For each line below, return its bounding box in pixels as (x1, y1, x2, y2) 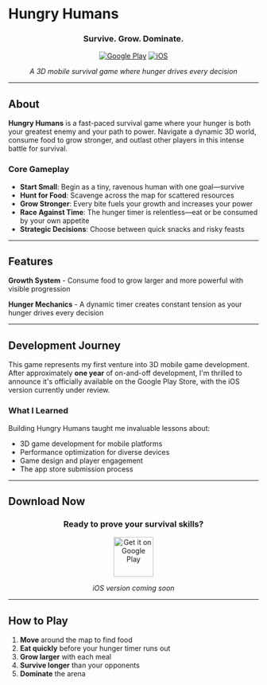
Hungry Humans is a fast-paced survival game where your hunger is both (8, 119, 251, 128)
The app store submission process (19, 464, 133, 474)
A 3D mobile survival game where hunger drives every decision (29, 67, 238, 76)
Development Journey (8, 339, 122, 352)
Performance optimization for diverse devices (19, 447, 170, 456)
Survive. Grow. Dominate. (83, 33, 184, 45)
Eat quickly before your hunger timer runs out (19, 644, 171, 653)
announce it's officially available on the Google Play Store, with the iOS (8, 377, 240, 386)
